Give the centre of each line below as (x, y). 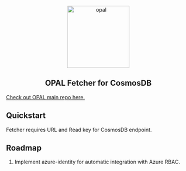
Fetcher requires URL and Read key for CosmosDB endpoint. (79, 130)
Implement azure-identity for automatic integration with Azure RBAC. (97, 162)
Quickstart (26, 116)
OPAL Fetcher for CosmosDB (98, 83)
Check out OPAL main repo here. (46, 97)
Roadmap (24, 148)
